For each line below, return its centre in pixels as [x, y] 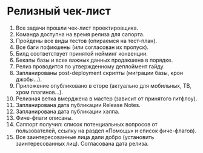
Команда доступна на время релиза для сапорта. [80, 34]
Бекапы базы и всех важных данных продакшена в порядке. [94, 60]
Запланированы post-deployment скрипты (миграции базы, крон [99, 73]
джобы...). [28, 79]
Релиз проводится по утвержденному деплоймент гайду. [90, 66]
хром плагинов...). [39, 92]
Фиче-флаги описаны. [44, 118]
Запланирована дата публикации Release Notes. [78, 105]
